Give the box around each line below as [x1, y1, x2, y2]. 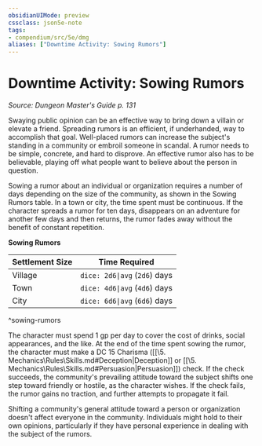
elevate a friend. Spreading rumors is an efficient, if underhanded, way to [8, 124, 245, 133]
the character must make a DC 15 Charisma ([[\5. [8, 347, 166, 357]
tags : [8, 26, 26, 34]
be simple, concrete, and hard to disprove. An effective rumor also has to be [8, 149, 254, 159]
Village [12, 270, 38, 281]
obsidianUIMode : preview [8, 11, 89, 20]
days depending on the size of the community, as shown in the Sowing [8, 189, 237, 199]
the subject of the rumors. [8, 430, 93, 439]
